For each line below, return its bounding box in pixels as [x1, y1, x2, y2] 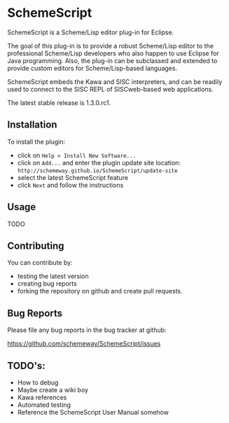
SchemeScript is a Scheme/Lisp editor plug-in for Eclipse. [7, 28, 174, 36]
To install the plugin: [7, 137, 66, 146]
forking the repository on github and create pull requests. [17, 287, 183, 296]
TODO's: [7, 359, 46, 372]
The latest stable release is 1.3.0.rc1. [7, 98, 111, 106]
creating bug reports [17, 279, 77, 288]
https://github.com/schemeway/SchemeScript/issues [7, 340, 161, 348]
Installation [7, 119, 57, 131]
